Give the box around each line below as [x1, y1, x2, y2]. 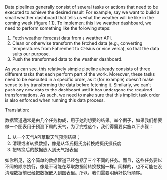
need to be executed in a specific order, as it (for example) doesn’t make [5, 77, 154, 82]
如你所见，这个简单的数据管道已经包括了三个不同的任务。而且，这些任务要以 [5, 157, 162, 163]
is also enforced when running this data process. [5, 97, 105, 103]
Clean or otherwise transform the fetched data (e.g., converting [12, 40, 143, 46]
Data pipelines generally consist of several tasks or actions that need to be [5, 4, 158, 10]
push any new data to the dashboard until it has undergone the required [5, 87, 153, 92]
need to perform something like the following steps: [5, 25, 111, 31]
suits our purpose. [12, 51, 50, 57]
